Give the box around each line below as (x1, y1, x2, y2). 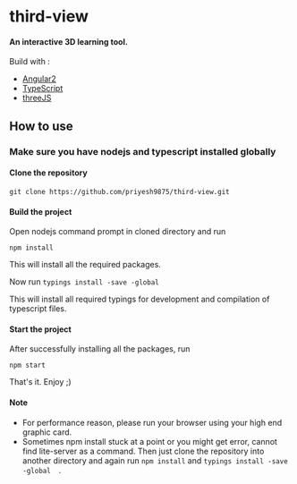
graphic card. (21, 427, 72, 437)
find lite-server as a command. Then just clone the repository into (21, 446, 265, 456)
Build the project (9, 206, 72, 217)
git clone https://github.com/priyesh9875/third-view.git (9, 187, 230, 196)
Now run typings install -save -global (9, 276, 159, 287)
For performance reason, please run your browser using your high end (21, 417, 283, 428)
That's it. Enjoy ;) (9, 377, 72, 387)
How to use (9, 118, 73, 133)
